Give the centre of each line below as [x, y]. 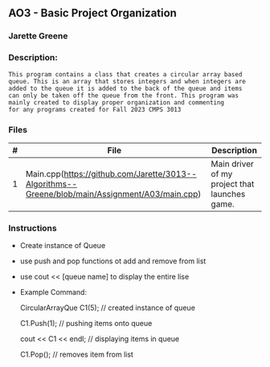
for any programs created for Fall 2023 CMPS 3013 [95, 109]
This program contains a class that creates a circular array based [125, 74]
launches [228, 194]
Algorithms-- [51, 184]
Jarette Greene [38, 36]
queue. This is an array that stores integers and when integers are [127, 81]
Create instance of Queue [63, 246]
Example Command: [53, 292]
